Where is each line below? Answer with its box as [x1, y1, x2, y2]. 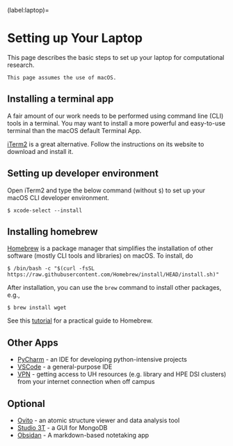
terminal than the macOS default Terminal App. [7, 126, 142, 134]
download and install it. [7, 147, 74, 155]
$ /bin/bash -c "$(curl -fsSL [7, 265, 95, 272]
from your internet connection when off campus [17, 378, 155, 386]
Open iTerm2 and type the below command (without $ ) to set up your [7, 186, 205, 194]
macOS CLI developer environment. [7, 193, 110, 201]
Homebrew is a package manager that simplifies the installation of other [7, 244, 214, 253]
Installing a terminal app [7, 93, 114, 105]
